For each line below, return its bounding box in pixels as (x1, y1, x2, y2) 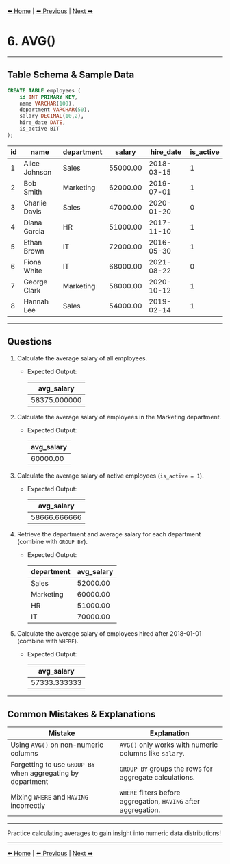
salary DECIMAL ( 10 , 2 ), (19, 113, 84, 120)
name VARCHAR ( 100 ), (19, 100, 75, 107)
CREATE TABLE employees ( (7, 87, 81, 94)
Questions (7, 336, 53, 347)
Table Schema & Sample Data (7, 69, 135, 81)
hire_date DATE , (19, 119, 66, 126)
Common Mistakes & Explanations (7, 708, 156, 719)
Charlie (23, 198, 47, 208)
